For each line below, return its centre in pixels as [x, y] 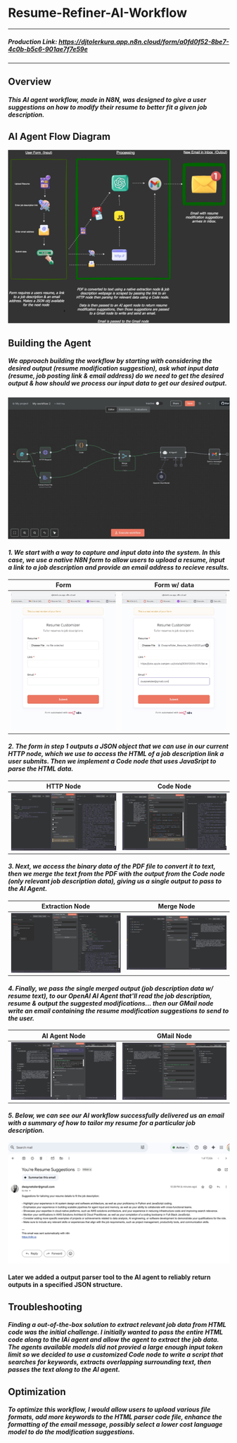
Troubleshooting [45, 1307]
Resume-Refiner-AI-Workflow [97, 13]
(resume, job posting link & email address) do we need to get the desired [116, 376]
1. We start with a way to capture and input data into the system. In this [114, 553]
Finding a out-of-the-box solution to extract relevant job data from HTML [117, 1325]
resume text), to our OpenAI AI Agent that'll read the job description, [110, 996]
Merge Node [177, 906]
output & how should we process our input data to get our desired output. [117, 383]
